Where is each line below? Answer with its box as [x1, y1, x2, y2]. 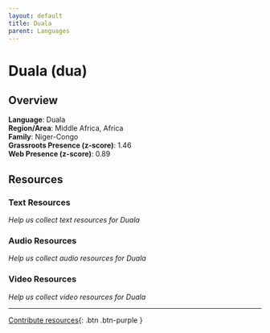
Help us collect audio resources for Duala [8, 253, 146, 263]
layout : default [8, 11, 63, 20]
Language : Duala [8, 114, 66, 125]
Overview [8, 94, 59, 107]
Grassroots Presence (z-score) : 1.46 [8, 140, 132, 150]
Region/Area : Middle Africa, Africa [8, 123, 124, 133]
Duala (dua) [8, 61, 88, 80]
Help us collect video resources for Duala [8, 292, 146, 302]
